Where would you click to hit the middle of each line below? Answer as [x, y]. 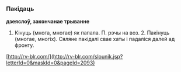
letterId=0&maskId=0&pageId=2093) [51, 63]
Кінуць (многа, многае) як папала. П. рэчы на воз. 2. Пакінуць [92, 33]
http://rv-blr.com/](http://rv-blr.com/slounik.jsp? [65, 57]
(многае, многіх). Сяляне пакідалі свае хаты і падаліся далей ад [95, 39]
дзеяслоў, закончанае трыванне [48, 22]
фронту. [24, 45]
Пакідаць [20, 9]
